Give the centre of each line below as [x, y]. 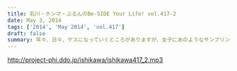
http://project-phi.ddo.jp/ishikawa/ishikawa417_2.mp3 [85, 60]
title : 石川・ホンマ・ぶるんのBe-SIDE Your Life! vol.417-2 [92, 14]
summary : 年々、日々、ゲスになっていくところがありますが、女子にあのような [106, 40]
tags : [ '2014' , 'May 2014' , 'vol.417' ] [66, 27]
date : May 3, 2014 [34, 20]
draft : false [27, 33]
